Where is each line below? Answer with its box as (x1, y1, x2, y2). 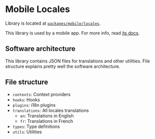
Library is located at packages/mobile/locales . (5, 20, 101, 26)
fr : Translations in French (20, 118, 73, 124)
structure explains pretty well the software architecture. (5, 63, 120, 69)
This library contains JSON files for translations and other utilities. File (5, 58, 150, 64)
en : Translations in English (20, 112, 74, 119)
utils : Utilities (12, 128, 42, 134)
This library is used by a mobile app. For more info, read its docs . (5, 30, 140, 36)
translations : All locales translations (12, 107, 89, 113)
